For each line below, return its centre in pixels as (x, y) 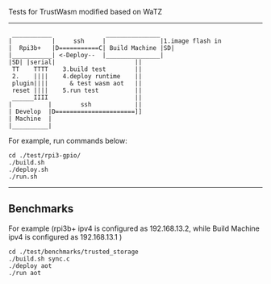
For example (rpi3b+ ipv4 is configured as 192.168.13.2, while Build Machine (134, 228)
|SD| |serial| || (75, 62)
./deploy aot (30, 265)
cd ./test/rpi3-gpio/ (45, 156)
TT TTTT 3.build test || (77, 69)
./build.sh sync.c (39, 259)
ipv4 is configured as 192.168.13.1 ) (65, 236)
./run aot (25, 273)
